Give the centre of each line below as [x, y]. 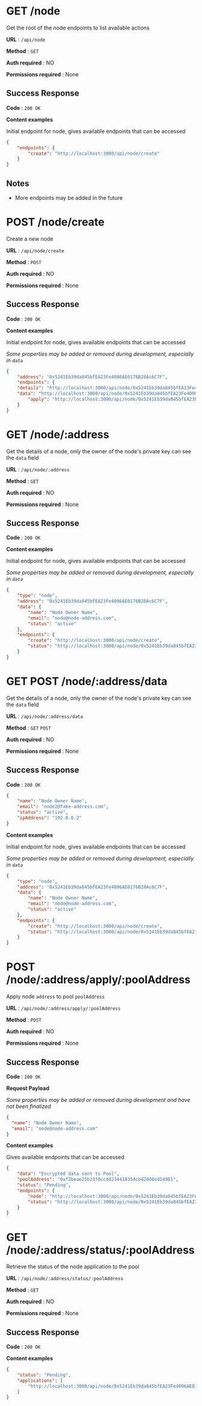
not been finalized [29, 1106]
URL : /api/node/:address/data [44, 716]
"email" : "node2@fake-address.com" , [63, 807]
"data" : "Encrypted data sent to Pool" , [68, 1174]
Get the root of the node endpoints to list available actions [78, 28]
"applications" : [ [40, 1380]
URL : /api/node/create [35, 250]
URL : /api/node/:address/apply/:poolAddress [64, 1008]
